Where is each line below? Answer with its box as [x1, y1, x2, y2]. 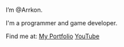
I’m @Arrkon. [5, 6, 43, 14]
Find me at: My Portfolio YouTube [5, 32, 100, 40]
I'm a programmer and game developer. [5, 19, 118, 27]
